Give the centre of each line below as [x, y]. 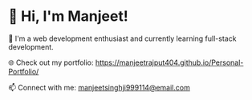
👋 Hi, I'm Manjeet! [68, 16]
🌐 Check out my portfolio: [51, 62]
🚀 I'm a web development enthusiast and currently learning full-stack [122, 38]
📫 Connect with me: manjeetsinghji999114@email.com [99, 87]
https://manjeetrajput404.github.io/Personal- [169, 62]
